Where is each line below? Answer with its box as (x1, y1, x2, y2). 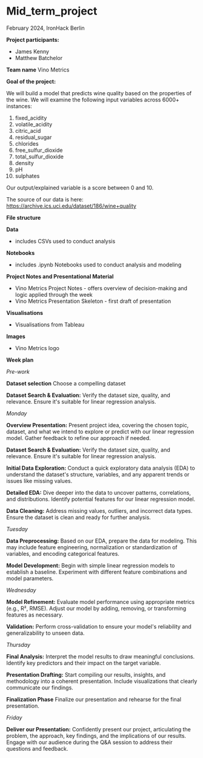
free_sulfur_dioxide (15, 146, 63, 154)
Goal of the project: (6, 78, 56, 85)
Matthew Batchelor (15, 54, 63, 61)
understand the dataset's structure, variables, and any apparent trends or (6, 470, 190, 478)
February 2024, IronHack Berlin (6, 24, 85, 32)
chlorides (15, 140, 39, 147)
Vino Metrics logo (15, 344, 59, 351)
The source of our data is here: (6, 195, 84, 203)
